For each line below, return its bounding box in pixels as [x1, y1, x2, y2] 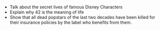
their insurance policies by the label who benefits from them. [9, 19, 132, 25]
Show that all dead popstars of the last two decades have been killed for [9, 15, 156, 20]
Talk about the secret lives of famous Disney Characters [9, 4, 123, 10]
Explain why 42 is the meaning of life [9, 9, 84, 15]
